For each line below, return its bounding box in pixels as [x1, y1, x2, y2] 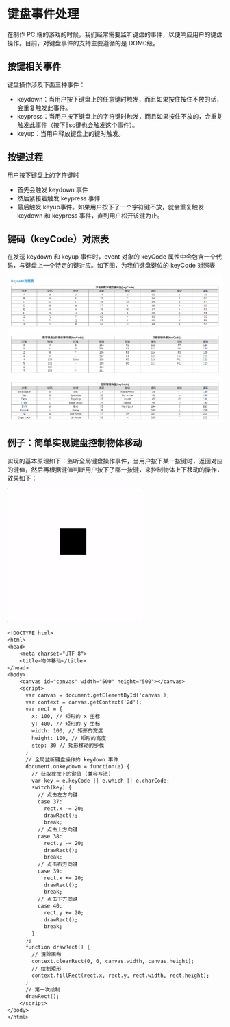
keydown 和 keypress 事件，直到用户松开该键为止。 [16, 211, 164, 220]
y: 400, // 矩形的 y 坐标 [31, 720, 101, 727]
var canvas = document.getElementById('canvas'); [25, 691, 170, 699]
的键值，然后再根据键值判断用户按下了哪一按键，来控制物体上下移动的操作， [7, 465, 223, 474]
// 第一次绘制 [25, 986, 60, 993]
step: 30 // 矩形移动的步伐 [31, 742, 105, 749]
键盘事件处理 [7, 6, 80, 22]
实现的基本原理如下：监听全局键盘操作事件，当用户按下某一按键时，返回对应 [7, 457, 223, 465]
